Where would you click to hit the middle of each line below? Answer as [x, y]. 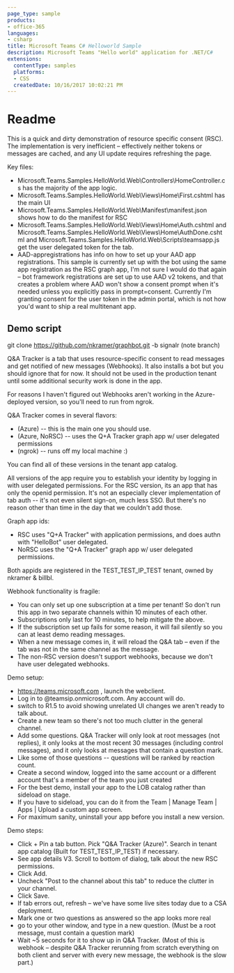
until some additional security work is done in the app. [85, 381]
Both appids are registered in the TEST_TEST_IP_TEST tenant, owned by [110, 570]
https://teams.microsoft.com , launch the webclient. [91, 691]
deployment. [35, 911]
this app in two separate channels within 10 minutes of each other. [112, 612]
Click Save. [33, 896]
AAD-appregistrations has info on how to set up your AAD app [107, 254]
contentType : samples [45, 66]
